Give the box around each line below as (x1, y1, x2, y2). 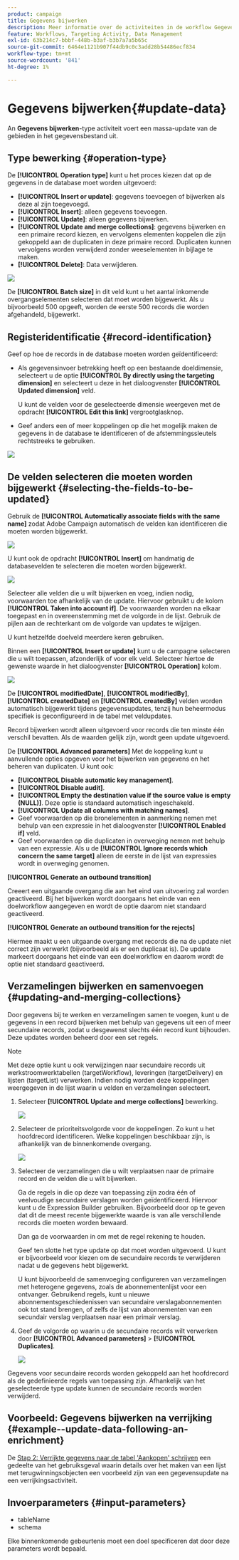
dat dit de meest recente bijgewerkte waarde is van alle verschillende (17, 1210, 221, 1219)
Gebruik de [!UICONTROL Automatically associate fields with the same (7, 512, 221, 520)
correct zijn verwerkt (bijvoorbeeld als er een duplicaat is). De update (7, 945, 211, 953)
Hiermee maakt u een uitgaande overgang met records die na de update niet (7, 937, 231, 945)
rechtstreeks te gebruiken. (17, 437, 95, 445)
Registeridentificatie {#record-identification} (7, 331, 212, 343)
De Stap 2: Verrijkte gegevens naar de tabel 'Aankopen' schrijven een (7, 1453, 211, 1462)
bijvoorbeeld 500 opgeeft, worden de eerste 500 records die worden (7, 303, 209, 311)
